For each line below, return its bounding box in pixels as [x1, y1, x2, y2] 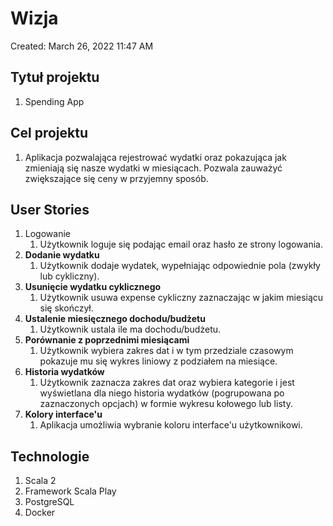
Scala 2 [24, 475, 57, 487]
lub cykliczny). [39, 270, 100, 282]
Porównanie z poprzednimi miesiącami [24, 334, 190, 346]
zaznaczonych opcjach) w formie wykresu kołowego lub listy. [39, 398, 293, 410]
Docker [24, 507, 56, 519]
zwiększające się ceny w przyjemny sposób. [24, 172, 209, 184]
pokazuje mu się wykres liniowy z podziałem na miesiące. [39, 355, 278, 367]
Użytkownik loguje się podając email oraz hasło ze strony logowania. [39, 238, 323, 251]
